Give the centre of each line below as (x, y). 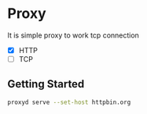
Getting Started (46, 84)
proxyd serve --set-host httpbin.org (69, 102)
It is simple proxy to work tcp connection (73, 35)
